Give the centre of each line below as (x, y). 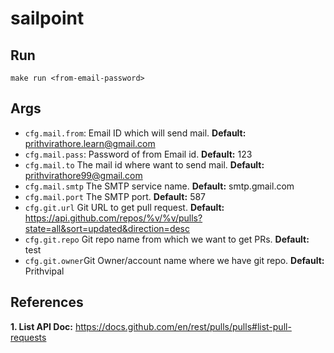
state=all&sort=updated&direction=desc (107, 228)
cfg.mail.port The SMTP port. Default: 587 (115, 196)
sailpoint (47, 18)
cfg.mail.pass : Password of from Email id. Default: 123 (138, 154)
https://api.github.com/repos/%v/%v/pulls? (113, 218)
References (47, 302)
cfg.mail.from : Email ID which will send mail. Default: (135, 133)
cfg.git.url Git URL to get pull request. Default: (124, 207)
